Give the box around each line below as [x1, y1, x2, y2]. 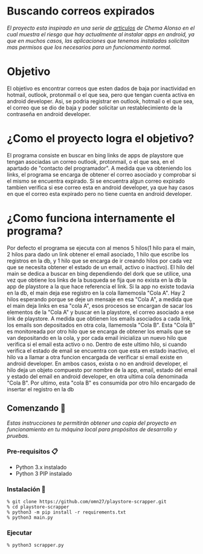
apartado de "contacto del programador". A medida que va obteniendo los [7, 165, 192, 172]
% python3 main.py [7, 515, 53, 521]
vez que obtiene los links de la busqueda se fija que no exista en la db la [7, 276, 187, 284]
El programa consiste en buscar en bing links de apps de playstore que [7, 151, 184, 158]
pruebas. [7, 432, 30, 439]
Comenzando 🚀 [7, 403, 66, 414]
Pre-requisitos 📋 [7, 448, 58, 456]
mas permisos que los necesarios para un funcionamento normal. [7, 44, 172, 51]
